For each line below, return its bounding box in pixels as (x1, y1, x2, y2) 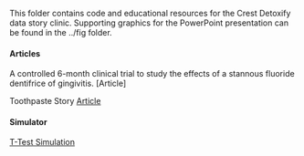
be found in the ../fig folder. (9, 27, 112, 37)
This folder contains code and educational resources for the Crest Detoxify (9, 8, 291, 18)
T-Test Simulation (9, 137, 76, 148)
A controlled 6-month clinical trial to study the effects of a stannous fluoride (9, 68, 295, 79)
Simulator (9, 116, 47, 127)
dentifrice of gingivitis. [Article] (9, 78, 127, 89)
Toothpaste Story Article (9, 96, 101, 107)
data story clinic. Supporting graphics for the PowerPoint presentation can (9, 17, 289, 28)
